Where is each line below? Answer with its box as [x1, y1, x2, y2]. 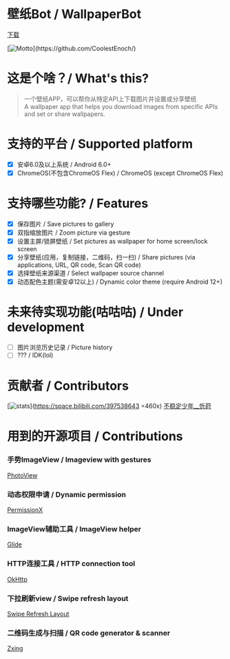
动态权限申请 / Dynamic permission [7, 489, 126, 499]
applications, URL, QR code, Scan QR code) [17, 261, 141, 269]
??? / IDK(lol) [17, 351, 54, 360]
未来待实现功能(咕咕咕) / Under [7, 304, 184, 320]
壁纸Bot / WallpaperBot [7, 6, 142, 22]
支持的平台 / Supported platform [7, 136, 193, 152]
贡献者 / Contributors [7, 377, 129, 393]
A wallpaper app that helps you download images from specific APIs [23, 102, 218, 110]
